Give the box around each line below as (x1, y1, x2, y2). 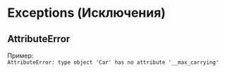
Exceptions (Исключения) (7, 5, 166, 21)
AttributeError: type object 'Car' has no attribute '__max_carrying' (7, 59, 219, 66)
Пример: (7, 51, 34, 60)
